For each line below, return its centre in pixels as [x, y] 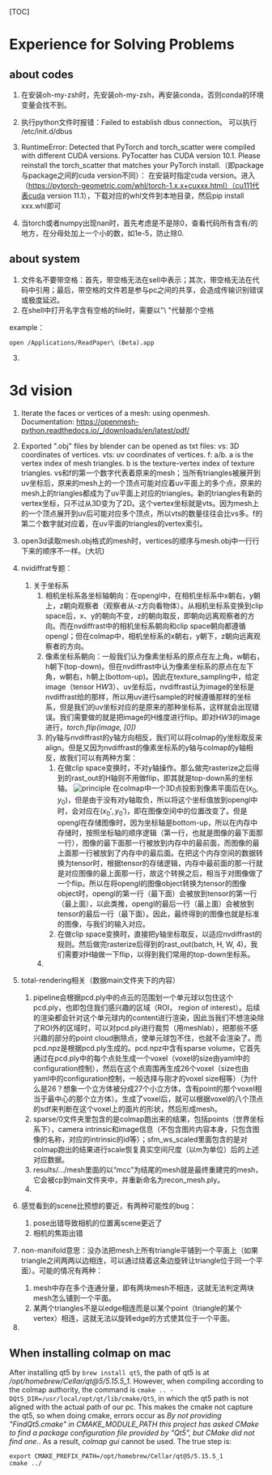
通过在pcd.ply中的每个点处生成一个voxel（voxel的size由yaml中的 [141, 1058]
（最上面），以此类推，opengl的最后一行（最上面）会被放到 [155, 904]
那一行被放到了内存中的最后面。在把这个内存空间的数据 [164, 853]
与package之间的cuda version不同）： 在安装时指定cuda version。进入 [138, 175]
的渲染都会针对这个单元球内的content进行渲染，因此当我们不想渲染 [145, 1018]
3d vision [41, 390]
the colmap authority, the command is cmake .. [88, 1389]
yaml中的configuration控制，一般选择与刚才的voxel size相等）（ [138, 1078]
